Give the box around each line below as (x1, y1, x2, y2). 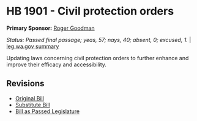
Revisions (6, 78, 45, 89)
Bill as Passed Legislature (15, 108, 80, 115)
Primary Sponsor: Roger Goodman (6, 24, 95, 32)
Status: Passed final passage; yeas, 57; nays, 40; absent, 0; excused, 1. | (6, 36, 191, 43)
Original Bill (15, 94, 45, 102)
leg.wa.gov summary (6, 43, 59, 50)
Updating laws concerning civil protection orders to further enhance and (6, 54, 189, 61)
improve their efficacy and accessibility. (6, 61, 107, 68)
